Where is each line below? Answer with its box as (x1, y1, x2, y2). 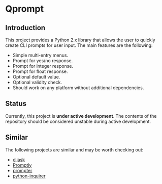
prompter (12, 167, 33, 173)
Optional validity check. (12, 80, 62, 85)
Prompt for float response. (12, 68, 68, 74)
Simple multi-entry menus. (12, 52, 69, 58)
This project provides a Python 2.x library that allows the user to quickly (5, 37, 156, 43)
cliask (12, 156, 25, 163)
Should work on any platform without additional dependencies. (12, 85, 144, 91)
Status (5, 99, 27, 108)
